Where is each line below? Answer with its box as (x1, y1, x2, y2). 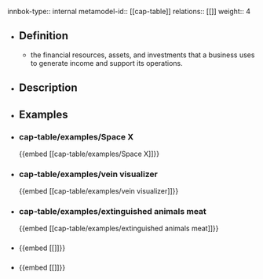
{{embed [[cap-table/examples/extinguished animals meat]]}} (18, 223, 219, 234)
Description (18, 82, 78, 95)
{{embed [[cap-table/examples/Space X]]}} (18, 149, 160, 158)
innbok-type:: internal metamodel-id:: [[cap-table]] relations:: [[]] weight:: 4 (7, 7, 250, 16)
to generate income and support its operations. (30, 58, 183, 67)
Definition (18, 29, 68, 42)
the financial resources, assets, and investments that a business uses (30, 50, 255, 60)
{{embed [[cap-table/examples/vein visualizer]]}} (18, 187, 179, 196)
